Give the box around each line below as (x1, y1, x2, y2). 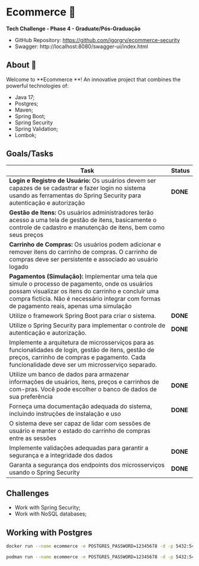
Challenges (6, 488, 49, 498)
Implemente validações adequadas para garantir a (9, 444, 149, 452)
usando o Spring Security (9, 468, 80, 476)
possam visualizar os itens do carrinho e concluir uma (9, 287, 159, 295)
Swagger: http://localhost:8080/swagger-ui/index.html (14, 43, 148, 50)
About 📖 (6, 60, 37, 70)
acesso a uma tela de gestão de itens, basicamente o (9, 216, 157, 224)
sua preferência (9, 392, 53, 400)
